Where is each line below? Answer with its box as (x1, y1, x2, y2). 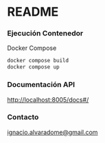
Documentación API (7, 80, 75, 90)
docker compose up (7, 64, 60, 70)
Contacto (7, 112, 39, 122)
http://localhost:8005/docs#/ (7, 95, 89, 103)
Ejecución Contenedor (7, 29, 84, 38)
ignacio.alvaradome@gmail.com (7, 128, 98, 136)
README (7, 4, 59, 20)
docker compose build (7, 57, 69, 64)
